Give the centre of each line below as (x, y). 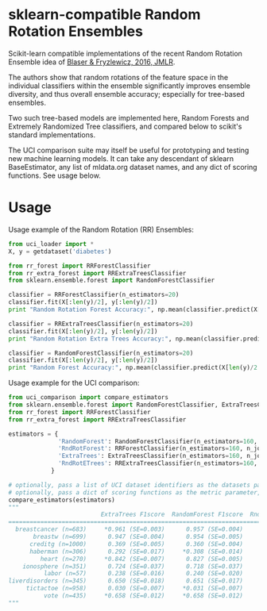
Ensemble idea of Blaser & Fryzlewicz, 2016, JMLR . (92, 62)
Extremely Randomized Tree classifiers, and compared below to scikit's (125, 126)
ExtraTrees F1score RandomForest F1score (172, 515)
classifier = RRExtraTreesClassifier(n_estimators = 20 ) (101, 324)
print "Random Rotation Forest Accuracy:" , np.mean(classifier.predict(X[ (135, 309)
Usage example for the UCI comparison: (74, 383)
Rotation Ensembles (75, 31)
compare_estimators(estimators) (62, 500)
